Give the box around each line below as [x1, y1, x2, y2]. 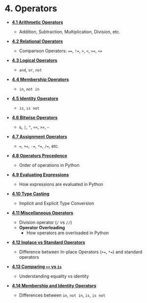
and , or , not [19, 67, 42, 73]
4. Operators [4, 3, 58, 14]
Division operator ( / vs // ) [19, 219, 72, 225]
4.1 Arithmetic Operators [11, 19, 63, 25]
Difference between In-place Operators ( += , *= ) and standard [19, 249, 143, 255]
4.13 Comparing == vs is [11, 264, 62, 270]
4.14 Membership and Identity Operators [11, 282, 97, 288]
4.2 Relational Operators [11, 38, 63, 44]
